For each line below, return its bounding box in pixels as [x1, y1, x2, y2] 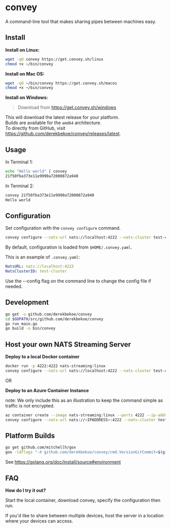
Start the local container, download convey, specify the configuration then [5, 497, 161, 503]
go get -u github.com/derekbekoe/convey [5, 311, 93, 317]
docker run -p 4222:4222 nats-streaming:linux [5, 364, 106, 369]
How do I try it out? [5, 487, 46, 493]
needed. [5, 283, 23, 290]
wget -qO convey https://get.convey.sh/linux [5, 57, 103, 62]
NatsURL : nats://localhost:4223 [5, 264, 74, 269]
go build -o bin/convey [5, 326, 56, 331]
